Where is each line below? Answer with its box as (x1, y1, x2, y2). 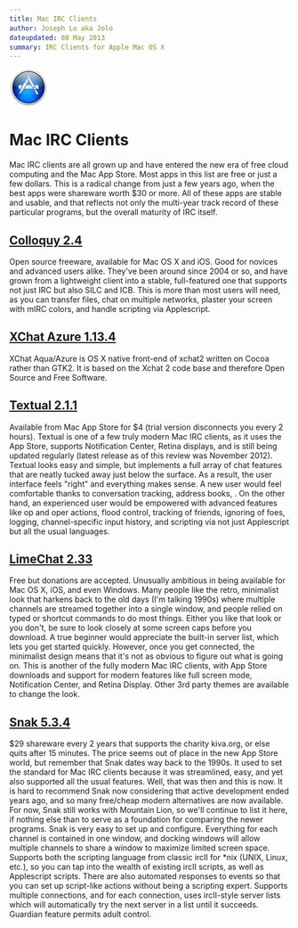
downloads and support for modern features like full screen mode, (9, 669, 253, 681)
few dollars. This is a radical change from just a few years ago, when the (9, 178, 275, 189)
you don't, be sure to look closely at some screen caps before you (9, 622, 252, 633)
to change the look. (9, 689, 80, 700)
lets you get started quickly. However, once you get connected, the (9, 642, 255, 653)
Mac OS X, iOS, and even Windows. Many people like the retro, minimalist (9, 585, 279, 595)
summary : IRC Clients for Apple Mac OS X (9, 43, 165, 52)
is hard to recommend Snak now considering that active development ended (9, 785, 289, 797)
